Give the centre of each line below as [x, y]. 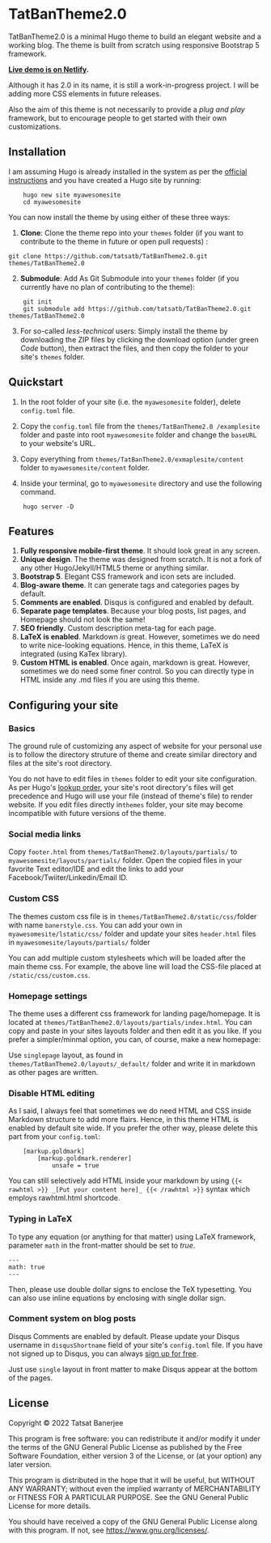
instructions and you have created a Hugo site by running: [105, 180]
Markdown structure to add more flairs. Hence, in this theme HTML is [124, 1120]
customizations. [35, 126]
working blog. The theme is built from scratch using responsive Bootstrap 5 [134, 45]
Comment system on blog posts [72, 1319]
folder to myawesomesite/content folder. [85, 467]
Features [31, 531]
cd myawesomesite [52, 202]
